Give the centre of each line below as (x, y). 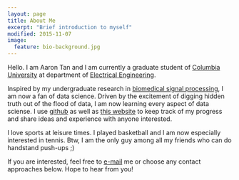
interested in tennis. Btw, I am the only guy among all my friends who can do (119, 140)
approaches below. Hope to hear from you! (70, 169)
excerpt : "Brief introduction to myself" (70, 27)
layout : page (27, 14)
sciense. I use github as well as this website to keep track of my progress (115, 111)
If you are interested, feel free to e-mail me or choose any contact (104, 162)
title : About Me (31, 21)
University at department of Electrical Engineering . (82, 75)
